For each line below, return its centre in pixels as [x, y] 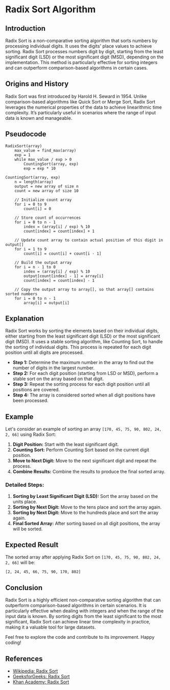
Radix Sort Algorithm [51, 9]
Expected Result [32, 545]
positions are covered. [36, 390]
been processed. [30, 401]
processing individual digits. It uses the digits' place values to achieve [79, 46]
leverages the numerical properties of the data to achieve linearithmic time [84, 107]
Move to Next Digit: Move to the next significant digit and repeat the [84, 461]
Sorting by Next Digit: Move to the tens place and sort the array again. [87, 507]
